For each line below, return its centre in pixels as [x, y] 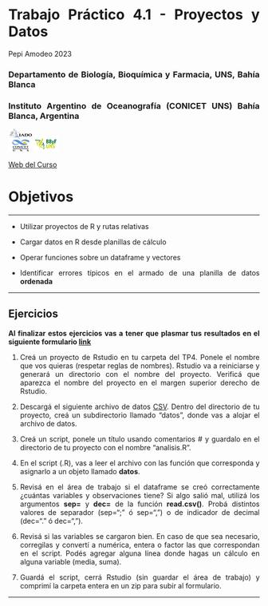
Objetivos [41, 197]
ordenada [36, 282]
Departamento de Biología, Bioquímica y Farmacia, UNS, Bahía [134, 74]
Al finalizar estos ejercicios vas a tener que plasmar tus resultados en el [134, 333]
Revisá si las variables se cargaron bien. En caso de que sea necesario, [140, 536]
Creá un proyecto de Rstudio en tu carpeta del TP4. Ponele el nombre [140, 357]
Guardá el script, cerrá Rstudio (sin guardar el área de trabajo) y [140, 577]
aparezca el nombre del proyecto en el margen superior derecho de [140, 382]
